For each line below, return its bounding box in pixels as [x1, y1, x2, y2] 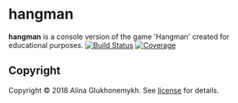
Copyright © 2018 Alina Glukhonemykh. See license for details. [8, 85, 219, 95]
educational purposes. [8, 40, 84, 49]
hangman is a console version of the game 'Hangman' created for [8, 32, 230, 41]
